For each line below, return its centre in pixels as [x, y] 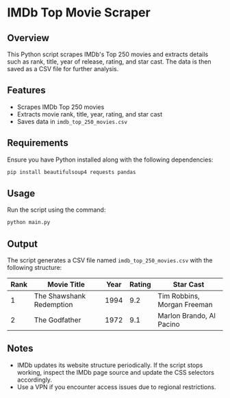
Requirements [38, 143]
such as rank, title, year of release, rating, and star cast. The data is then [109, 62]
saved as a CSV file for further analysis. [63, 69]
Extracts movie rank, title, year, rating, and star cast [90, 114]
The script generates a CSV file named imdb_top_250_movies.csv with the [110, 260]
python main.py [29, 223]
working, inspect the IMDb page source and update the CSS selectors [115, 372]
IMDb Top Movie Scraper [79, 13]
